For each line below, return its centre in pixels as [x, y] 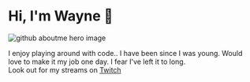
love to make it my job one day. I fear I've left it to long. [97, 61]
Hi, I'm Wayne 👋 [61, 16]
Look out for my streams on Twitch [65, 69]
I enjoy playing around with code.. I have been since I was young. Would [125, 53]
